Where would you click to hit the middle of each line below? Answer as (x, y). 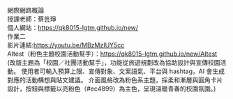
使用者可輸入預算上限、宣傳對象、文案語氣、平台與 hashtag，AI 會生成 (123, 71)
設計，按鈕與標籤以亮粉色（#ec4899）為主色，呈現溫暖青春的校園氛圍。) (112, 89)
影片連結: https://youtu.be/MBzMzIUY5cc (66, 45)
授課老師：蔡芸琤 (32, 19)
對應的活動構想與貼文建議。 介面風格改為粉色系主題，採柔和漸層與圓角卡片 (115, 80)
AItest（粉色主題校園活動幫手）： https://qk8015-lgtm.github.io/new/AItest (112, 54)
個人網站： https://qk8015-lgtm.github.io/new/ (73, 28)
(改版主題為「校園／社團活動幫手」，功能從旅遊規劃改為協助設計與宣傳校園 (114, 62)
